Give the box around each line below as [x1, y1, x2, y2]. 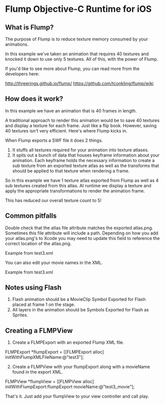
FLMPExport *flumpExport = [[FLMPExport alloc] [5, 349, 104, 355]
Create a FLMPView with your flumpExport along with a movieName [12, 364, 150, 370]
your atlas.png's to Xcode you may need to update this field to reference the [5, 235, 160, 241]
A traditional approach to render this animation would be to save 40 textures [5, 117, 160, 123]
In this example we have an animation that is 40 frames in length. [5, 107, 137, 114]
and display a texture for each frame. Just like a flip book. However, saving [5, 122, 157, 129]
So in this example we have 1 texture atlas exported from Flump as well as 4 [5, 177, 159, 183]
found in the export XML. [12, 369, 63, 375]
